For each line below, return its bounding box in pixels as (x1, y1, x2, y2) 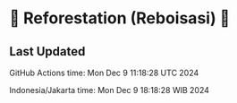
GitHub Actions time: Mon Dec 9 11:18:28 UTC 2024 (9, 67, 199, 78)
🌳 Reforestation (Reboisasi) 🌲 (9, 8, 231, 29)
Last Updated (9, 44, 86, 59)
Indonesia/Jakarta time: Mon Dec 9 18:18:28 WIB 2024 (9, 85, 210, 95)
